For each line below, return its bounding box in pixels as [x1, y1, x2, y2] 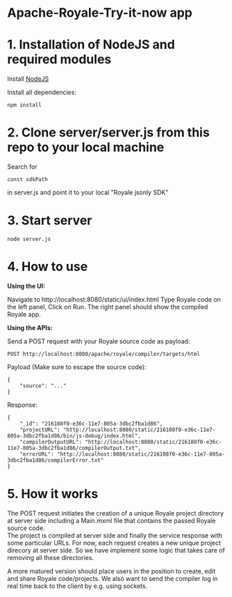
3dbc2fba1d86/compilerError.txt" [7, 456, 104, 464]
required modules [7, 52, 112, 68]
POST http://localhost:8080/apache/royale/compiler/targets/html [7, 350, 200, 357]
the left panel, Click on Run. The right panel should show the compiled [7, 302, 208, 311]
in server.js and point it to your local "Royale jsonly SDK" [7, 188, 169, 196]
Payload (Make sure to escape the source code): [7, 362, 147, 371]
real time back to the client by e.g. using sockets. [7, 582, 148, 590]
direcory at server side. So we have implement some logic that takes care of [7, 545, 226, 555]
